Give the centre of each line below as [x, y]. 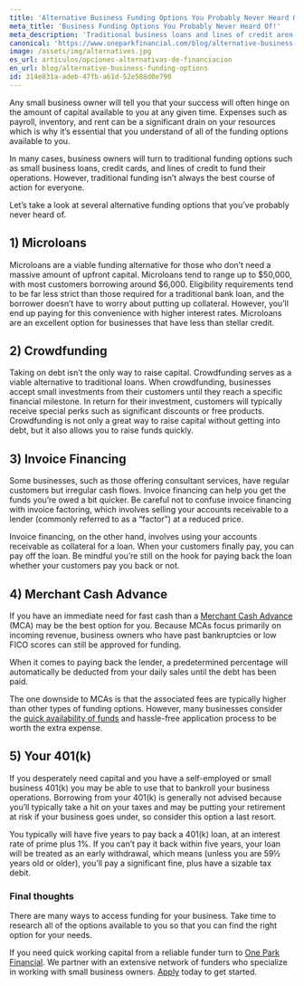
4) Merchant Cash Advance [89, 594]
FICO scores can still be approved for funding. [95, 645]
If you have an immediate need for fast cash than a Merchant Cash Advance [151, 616]
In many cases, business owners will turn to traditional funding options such [151, 158]
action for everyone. [47, 187]
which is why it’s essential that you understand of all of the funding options [149, 131]
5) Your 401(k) [51, 756]
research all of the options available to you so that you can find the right [143, 925]
